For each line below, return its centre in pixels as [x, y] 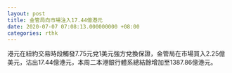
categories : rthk [33, 33]
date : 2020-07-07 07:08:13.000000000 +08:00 [73, 26]
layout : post [26, 14]
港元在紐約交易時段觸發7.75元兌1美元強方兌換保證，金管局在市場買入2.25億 [116, 54]
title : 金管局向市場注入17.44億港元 [55, 20]
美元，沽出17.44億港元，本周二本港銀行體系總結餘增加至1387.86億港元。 [112, 63]
